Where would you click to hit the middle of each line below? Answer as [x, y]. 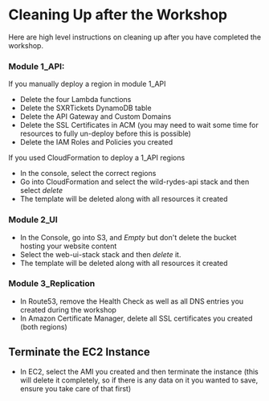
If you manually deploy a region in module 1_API [87, 84]
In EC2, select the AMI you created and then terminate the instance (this [139, 371]
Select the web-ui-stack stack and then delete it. [100, 254]
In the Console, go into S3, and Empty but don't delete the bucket [128, 237]
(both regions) [44, 326]
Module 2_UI [33, 220]
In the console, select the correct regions [88, 174]
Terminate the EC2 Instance [79, 352]
